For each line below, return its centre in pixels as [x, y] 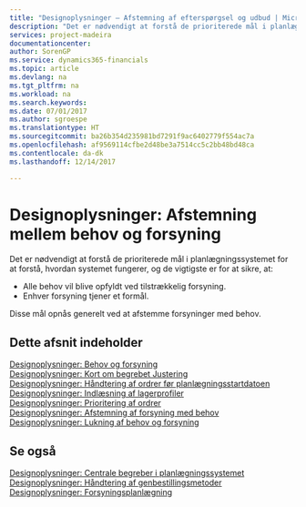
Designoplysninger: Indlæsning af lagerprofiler [97, 393]
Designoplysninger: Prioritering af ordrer [86, 403]
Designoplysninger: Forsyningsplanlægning [91, 492]
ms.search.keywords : [49, 102]
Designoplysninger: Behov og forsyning [84, 364]
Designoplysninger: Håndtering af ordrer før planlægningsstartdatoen [140, 384]
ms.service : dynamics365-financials [79, 60]
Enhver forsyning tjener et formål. [86, 296]
